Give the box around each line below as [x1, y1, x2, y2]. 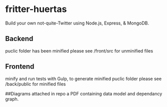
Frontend [5, 62, 35, 71]
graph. [5, 96, 19, 102]
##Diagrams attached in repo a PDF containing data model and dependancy [5, 90, 162, 96]
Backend [5, 34, 34, 43]
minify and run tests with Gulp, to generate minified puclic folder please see [5, 75, 162, 81]
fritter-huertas [5, 3, 67, 15]
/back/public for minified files [5, 81, 66, 87]
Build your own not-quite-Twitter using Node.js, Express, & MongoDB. [5, 20, 149, 26]
